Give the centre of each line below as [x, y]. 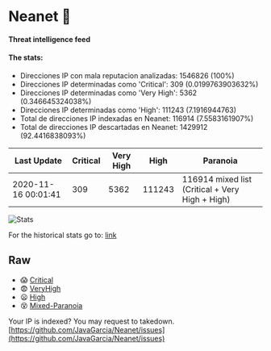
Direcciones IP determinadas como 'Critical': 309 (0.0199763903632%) [139, 84]
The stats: [26, 58]
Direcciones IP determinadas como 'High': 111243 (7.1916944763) [128, 110]
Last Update [39, 161]
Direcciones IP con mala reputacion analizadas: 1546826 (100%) [127, 75]
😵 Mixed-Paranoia [51, 305]
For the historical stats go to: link [63, 235]
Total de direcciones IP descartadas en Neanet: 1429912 [114, 127]
